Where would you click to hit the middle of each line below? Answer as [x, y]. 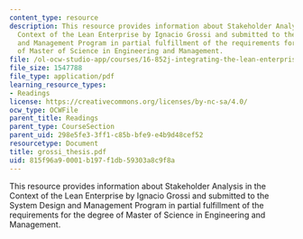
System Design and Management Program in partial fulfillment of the [137, 205]
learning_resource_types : [58, 85]
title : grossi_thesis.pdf [58, 152]
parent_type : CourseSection [62, 127]
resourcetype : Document [54, 143]
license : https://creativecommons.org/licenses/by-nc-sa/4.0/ [129, 101]
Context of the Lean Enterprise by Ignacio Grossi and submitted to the [139, 196]
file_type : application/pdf [62, 77]
